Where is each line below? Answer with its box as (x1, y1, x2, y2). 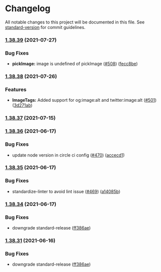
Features (5, 86, 27, 93)
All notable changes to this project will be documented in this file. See (5, 19, 145, 25)
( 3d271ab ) (12, 102, 33, 108)
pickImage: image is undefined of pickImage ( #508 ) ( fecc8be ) (12, 61, 138, 67)
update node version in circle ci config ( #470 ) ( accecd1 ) (12, 152, 125, 158)
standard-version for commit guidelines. (5, 24, 86, 30)
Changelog (5, 3, 51, 14)
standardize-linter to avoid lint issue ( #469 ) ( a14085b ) (12, 188, 121, 194)
